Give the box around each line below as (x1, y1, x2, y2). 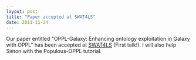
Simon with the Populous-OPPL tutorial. (6, 48, 102, 55)
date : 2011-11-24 (6, 19, 49, 25)
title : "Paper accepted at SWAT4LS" (6, 14, 96, 20)
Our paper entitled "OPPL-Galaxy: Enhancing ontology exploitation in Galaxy (6, 36, 191, 43)
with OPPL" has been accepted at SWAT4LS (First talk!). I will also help (6, 41, 177, 48)
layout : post (6, 8, 38, 15)
